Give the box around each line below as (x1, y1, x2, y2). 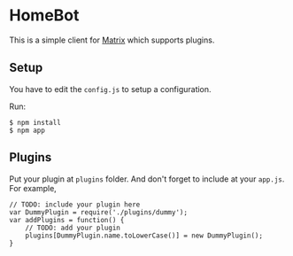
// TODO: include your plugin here (9, 200, 141, 209)
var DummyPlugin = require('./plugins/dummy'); (9, 207, 189, 217)
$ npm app (9, 126, 46, 135)
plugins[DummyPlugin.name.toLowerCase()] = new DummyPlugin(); (25, 231, 264, 240)
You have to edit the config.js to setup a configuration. (9, 83, 212, 94)
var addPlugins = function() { (9, 215, 125, 224)
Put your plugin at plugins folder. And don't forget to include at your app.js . (9, 174, 285, 184)
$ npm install (9, 118, 62, 127)
